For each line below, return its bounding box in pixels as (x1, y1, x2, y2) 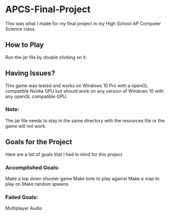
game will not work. (5, 123, 47, 129)
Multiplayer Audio (5, 205, 42, 211)
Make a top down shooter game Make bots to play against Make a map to (5, 175, 160, 181)
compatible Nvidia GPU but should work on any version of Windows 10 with (5, 88, 164, 94)
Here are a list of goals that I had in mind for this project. (5, 151, 124, 157)
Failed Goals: (5, 194, 38, 201)
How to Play (5, 41, 44, 49)
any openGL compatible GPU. (5, 93, 68, 99)
